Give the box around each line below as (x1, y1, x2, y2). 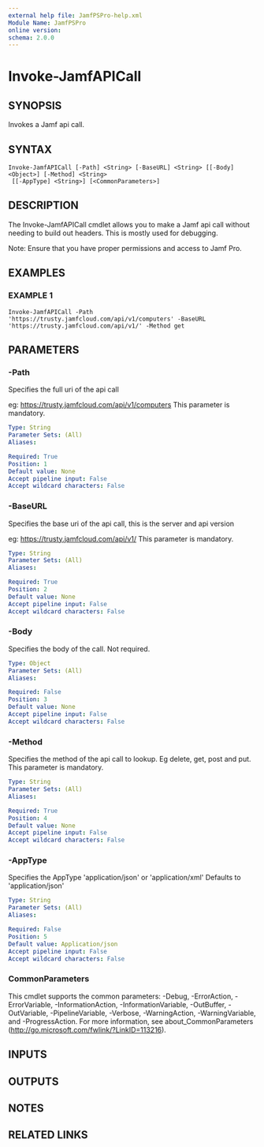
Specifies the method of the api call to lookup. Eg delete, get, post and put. (8, 755, 251, 764)
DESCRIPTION (8, 199, 79, 212)
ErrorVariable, (8, 999, 54, 1009)
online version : (8, 26, 61, 34)
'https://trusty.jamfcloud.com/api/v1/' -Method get (8, 321, 185, 330)
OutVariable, (8, 1008, 49, 1018)
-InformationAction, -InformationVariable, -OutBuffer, (54, 999, 227, 1009)
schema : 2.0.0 (8, 33, 55, 42)
